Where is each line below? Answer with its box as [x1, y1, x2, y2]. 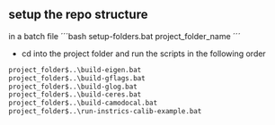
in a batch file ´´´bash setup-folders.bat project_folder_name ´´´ [8, 30, 241, 41]
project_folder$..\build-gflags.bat [8, 73, 146, 83]
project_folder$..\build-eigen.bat [8, 65, 142, 74]
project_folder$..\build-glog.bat [8, 82, 138, 91]
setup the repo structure [8, 7, 148, 22]
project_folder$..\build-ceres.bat [8, 90, 142, 99]
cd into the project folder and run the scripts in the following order [21, 48, 266, 59]
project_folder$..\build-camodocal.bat [8, 98, 158, 108]
